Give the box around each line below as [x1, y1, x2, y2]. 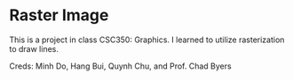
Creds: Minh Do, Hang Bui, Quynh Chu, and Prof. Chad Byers [9, 61, 233, 71]
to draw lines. [9, 43, 59, 54]
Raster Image [9, 5, 109, 25]
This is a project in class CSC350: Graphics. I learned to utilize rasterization [9, 34, 285, 45]
